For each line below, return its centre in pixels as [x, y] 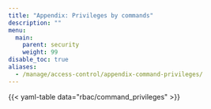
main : [24, 38]
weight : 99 [40, 52]
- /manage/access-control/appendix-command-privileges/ [109, 74]
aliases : [23, 67]
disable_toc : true [38, 60]
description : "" [35, 23]
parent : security [51, 45]
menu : [17, 30]
